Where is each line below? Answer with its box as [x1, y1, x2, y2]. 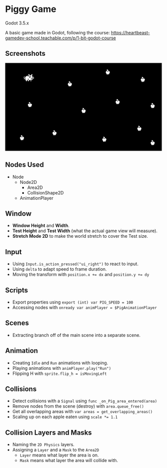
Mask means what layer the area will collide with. [19, 458, 118, 464]
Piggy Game [5, 3, 57, 15]
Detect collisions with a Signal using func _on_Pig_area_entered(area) [12, 398, 158, 404]
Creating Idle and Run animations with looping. [12, 360, 108, 366]
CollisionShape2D [27, 189, 64, 195]
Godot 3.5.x [5, 20, 29, 26]
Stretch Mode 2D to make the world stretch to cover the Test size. [12, 233, 148, 239]
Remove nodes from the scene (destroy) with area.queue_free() [12, 403, 144, 409]
